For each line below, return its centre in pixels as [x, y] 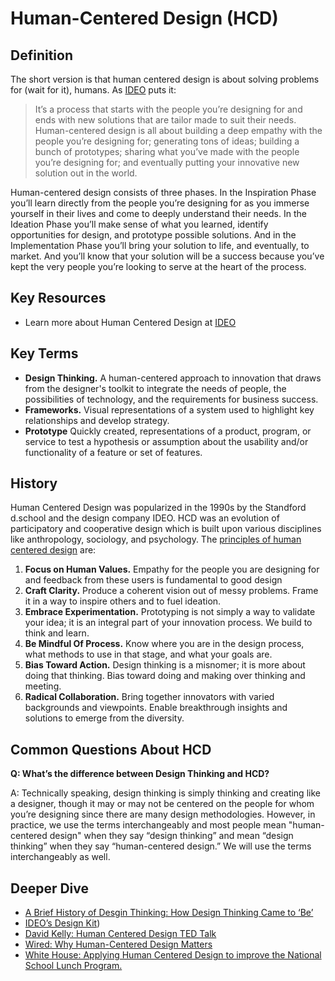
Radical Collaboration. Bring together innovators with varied [149, 697]
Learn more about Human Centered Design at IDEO [130, 322]
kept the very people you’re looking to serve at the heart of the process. [158, 266]
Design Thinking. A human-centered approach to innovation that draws [173, 378]
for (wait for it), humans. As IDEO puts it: [93, 90]
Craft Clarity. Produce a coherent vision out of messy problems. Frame [171, 591]
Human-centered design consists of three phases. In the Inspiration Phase [163, 192]
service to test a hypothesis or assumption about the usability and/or [166, 441]
